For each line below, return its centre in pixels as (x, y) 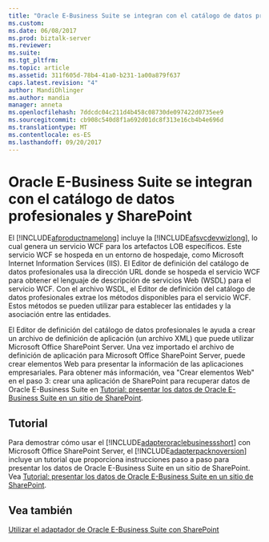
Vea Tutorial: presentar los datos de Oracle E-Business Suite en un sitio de (131, 476)
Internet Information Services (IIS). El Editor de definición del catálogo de (129, 263)
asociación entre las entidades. (60, 315)
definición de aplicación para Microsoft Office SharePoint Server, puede (127, 355)
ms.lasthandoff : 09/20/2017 (55, 142)
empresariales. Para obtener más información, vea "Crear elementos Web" (131, 372)
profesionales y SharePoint (100, 216)
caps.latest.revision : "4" (53, 82)
